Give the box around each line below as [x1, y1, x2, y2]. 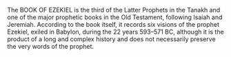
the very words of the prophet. [7, 43, 94, 50]
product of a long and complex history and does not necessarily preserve [7, 35, 216, 43]
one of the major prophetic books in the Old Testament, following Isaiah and [7, 13, 223, 21]
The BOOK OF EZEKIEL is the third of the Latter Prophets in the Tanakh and [7, 6, 221, 14]
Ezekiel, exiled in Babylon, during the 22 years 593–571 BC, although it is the [7, 27, 224, 36]
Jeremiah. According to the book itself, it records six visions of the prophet [7, 21, 219, 28]
